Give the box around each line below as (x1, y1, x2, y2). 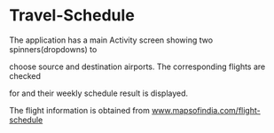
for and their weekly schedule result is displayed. (9, 88, 189, 98)
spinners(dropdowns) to (9, 43, 98, 54)
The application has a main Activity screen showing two (9, 35, 214, 45)
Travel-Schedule (9, 5, 135, 26)
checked (9, 70, 42, 81)
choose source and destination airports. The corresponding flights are (9, 61, 266, 72)
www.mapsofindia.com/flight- (152, 105, 261, 115)
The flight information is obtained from (9, 105, 151, 115)
